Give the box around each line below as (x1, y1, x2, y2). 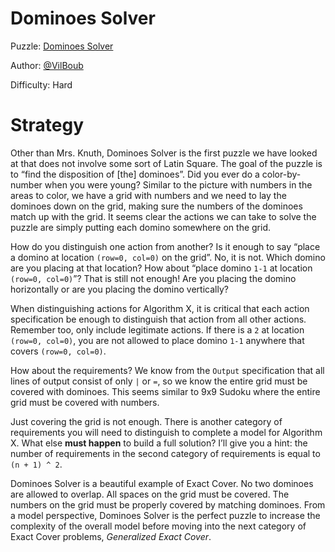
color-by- (261, 168, 302, 180)
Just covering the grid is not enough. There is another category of (10, 415, 283, 427)
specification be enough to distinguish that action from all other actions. (10, 313, 307, 325)
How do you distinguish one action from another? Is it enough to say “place (10, 240, 321, 252)
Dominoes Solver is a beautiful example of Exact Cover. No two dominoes (10, 477, 314, 489)
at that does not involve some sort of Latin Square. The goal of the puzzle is (10, 157, 323, 169)
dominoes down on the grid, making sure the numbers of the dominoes (10, 200, 303, 212)
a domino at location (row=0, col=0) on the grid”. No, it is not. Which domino (10, 251, 326, 263)
